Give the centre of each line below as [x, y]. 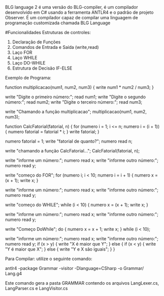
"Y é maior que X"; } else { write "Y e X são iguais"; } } [60, 249]
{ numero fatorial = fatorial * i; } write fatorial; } [52, 132]
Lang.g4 [14, 274]
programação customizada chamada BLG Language [58, 23]
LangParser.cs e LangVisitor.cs [36, 288]
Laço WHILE [25, 58]
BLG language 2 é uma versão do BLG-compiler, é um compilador [72, 7]
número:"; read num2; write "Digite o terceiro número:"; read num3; [74, 102]
